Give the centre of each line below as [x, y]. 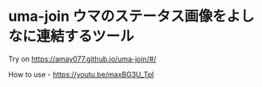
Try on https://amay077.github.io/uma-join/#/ [83, 59]
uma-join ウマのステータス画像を [117, 16]
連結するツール [85, 36]
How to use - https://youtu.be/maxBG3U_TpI [81, 74]
